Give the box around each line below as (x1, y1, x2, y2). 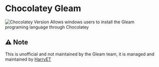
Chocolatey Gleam (5, 3, 81, 14)
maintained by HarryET (5, 56, 52, 62)
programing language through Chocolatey (5, 24, 89, 30)
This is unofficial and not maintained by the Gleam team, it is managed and (5, 51, 155, 57)
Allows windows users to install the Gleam (50, 19, 135, 25)
